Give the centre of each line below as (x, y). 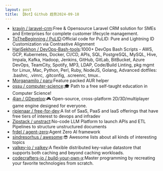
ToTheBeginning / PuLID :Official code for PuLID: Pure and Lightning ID (83, 39)
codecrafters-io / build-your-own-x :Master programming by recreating (84, 158)
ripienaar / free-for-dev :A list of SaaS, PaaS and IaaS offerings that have (85, 111)
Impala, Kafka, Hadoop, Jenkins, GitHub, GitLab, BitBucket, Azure (78, 59)
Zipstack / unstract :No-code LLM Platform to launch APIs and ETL (79, 121)
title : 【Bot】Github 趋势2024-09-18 (42, 14)
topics (18, 142)
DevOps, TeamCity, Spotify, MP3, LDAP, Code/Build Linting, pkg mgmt (83, 65)
